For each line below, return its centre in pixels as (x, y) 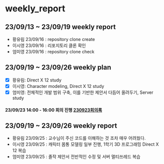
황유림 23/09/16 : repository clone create (54, 39)
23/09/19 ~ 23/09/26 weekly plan (58, 67)
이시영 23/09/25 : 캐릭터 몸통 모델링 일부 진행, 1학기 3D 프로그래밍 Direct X (85, 144)
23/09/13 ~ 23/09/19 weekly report (61, 27)
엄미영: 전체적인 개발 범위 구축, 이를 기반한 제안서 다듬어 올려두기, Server (83, 92)
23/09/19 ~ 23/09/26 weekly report (61, 126)
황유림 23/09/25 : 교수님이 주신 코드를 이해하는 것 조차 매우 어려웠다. (79, 138)
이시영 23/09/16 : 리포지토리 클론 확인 (49, 45)
